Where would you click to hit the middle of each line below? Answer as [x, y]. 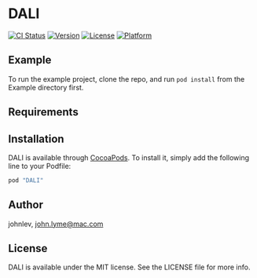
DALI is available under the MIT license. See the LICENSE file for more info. [129, 267]
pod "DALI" [26, 180]
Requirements [43, 112]
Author [26, 205]
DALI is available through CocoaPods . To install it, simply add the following [129, 157]
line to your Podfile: [40, 166]
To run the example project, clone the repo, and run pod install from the [127, 79]
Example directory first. [46, 87]
